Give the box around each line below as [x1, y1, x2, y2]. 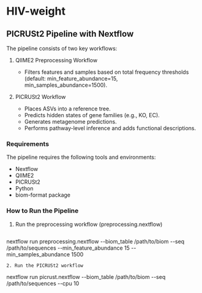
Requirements [6, 139, 50, 148]
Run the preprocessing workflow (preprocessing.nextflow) [15, 220, 163, 228]
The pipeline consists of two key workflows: [6, 45, 118, 52]
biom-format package [15, 191, 71, 199]
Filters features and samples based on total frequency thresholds [24, 68, 189, 76]
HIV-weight [6, 4, 66, 18]
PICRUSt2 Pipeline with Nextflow [6, 29, 134, 39]
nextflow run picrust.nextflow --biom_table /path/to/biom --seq [6, 273, 166, 280]
